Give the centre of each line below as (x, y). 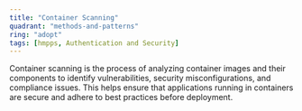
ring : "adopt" (36, 34)
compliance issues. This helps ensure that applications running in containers (151, 88)
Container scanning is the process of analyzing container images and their (147, 69)
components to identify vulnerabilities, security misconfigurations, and (140, 79)
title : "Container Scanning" (64, 18)
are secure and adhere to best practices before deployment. (121, 97)
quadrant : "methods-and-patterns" (74, 26)
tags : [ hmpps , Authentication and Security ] (94, 43)
